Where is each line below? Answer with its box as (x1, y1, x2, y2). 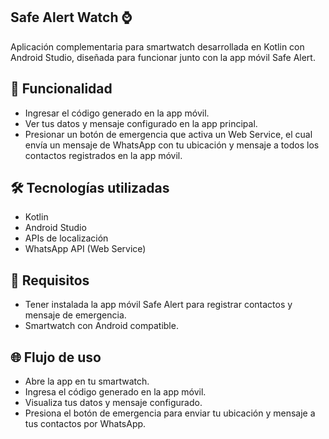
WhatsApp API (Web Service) (24, 243, 147, 255)
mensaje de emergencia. (24, 309, 127, 321)
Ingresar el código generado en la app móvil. (24, 107, 210, 119)
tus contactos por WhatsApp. (24, 418, 147, 430)
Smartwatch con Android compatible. (24, 320, 179, 332)
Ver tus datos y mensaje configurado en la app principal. (24, 117, 258, 129)
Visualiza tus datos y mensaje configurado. (24, 397, 203, 409)
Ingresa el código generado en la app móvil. (24, 386, 207, 398)
